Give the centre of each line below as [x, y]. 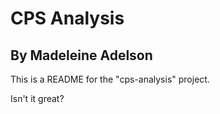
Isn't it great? [37, 98]
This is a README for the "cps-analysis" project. [110, 79]
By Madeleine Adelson [81, 55]
